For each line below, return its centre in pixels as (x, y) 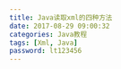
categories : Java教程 (48, 34)
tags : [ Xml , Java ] (43, 43)
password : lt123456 (46, 51)
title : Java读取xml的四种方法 (61, 17)
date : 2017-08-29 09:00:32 (60, 26)
